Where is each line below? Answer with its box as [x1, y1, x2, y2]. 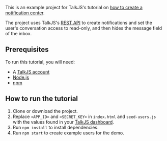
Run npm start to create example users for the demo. [12, 130, 125, 136]
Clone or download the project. [12, 108, 78, 114]
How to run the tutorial [5, 95, 78, 103]
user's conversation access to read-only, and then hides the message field [5, 25, 162, 31]
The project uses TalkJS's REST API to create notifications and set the [5, 20, 153, 26]
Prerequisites [5, 45, 49, 54]
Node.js [12, 74, 30, 80]
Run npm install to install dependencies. [12, 124, 99, 130]
